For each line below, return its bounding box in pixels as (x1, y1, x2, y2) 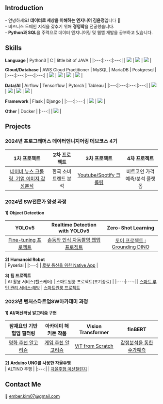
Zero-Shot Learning (106, 224, 154, 231)
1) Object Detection (5, 210, 45, 215)
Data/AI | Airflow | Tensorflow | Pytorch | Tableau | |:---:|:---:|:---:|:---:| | (5, 82, 151, 88)
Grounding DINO (112, 243, 149, 250)
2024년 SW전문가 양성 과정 (5, 198, 67, 205)
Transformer (79, 329, 109, 336)
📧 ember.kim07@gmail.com (5, 393, 60, 399)
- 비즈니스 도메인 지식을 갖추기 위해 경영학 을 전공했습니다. (5, 23, 115, 29)
